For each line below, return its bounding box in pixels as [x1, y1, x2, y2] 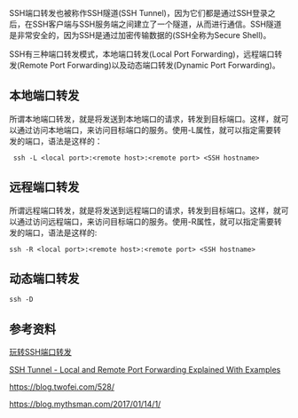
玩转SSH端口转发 [9, 347, 73, 358]
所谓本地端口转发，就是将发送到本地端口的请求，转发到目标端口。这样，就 [9, 114, 281, 124]
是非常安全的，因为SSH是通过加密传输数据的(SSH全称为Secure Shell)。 [9, 30, 271, 40]
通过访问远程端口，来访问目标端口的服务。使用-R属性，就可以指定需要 [16, 216, 275, 226]
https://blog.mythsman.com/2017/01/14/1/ [9, 398, 161, 410]
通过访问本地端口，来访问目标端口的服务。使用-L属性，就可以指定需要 [16, 124, 274, 135]
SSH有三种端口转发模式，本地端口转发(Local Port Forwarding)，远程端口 [9, 49, 275, 59]
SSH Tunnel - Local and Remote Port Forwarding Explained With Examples [9, 365, 281, 375]
